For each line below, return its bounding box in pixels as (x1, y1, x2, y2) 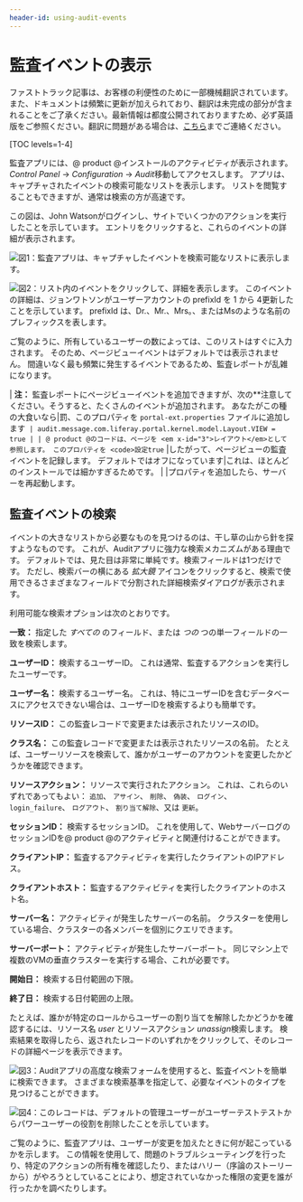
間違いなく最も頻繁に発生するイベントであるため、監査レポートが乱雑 (26, 358, 289, 369)
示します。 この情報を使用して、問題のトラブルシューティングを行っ (24, 1149, 279, 1160)
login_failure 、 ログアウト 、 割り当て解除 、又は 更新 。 (9, 802, 204, 813)
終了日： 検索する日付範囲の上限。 (9, 993, 138, 1004)
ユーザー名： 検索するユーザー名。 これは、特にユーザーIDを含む (9, 688, 251, 699)
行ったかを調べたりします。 (9, 1183, 112, 1194)
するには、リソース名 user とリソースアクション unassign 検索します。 (16, 1023, 278, 1035)
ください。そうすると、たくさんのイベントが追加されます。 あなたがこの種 (9, 399, 287, 411)
